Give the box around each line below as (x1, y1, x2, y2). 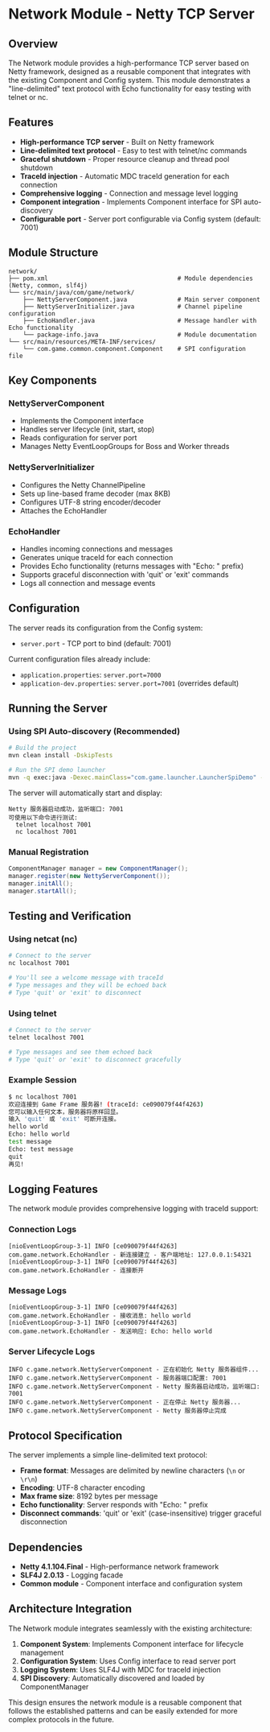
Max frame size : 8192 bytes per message (19, 1491, 158, 1501)
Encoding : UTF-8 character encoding (19, 1483, 145, 1493)
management (19, 1647, 64, 1657)
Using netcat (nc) (8, 934, 78, 945)
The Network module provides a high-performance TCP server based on (8, 58, 249, 68)
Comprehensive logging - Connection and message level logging (19, 188, 239, 198)
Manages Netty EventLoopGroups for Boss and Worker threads (19, 442, 230, 452)
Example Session (8, 1074, 77, 1086)
